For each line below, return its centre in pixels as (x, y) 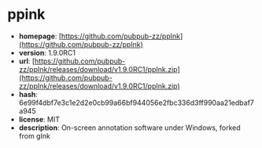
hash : (28, 94)
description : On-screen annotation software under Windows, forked (129, 128)
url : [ (27, 61)
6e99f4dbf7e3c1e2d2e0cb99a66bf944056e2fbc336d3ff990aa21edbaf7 (137, 103)
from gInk (34, 135)
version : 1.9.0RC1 (47, 52)
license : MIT (39, 119)
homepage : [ (40, 36)
